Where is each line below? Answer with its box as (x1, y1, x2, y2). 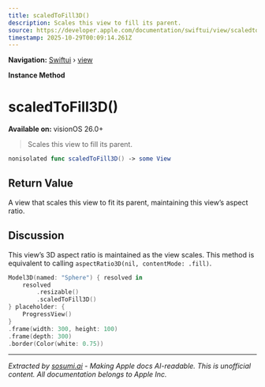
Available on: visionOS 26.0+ (8, 124, 104, 134)
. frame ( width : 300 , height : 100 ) (8, 325, 118, 333)
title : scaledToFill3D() (8, 11, 90, 20)
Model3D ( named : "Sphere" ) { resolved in (8, 273, 144, 281)
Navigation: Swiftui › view (8, 55, 93, 65)
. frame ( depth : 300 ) (8, 333, 73, 340)
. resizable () (36, 288, 80, 296)
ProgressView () (22, 310, 73, 318)
